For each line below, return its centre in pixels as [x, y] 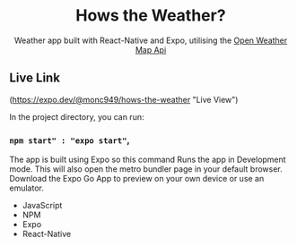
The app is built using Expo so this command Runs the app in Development [148, 160]
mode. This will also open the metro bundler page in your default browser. [146, 169]
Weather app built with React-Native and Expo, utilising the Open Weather [151, 40]
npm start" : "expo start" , [70, 140]
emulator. [27, 188]
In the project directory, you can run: [77, 116]
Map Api [151, 49]
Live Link [35, 78]
